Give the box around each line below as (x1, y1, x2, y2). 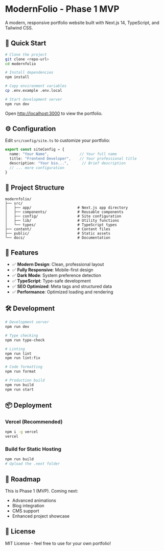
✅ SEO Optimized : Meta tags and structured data (12, 284, 112, 289)
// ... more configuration (9, 165, 65, 170)
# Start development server (5, 97, 63, 102)
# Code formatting (5, 365, 43, 369)
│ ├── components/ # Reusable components (5, 210, 124, 214)
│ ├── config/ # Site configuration (5, 213, 121, 219)
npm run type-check (5, 338, 45, 342)
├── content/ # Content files (5, 227, 111, 232)
